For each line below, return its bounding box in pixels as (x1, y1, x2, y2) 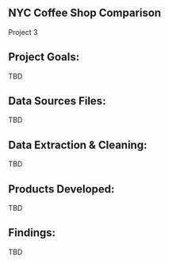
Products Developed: (8, 182, 115, 196)
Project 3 (8, 27, 38, 36)
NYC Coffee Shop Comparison (8, 6, 161, 20)
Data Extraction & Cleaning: (8, 138, 148, 151)
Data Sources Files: (8, 94, 106, 108)
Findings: (8, 226, 56, 240)
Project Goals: (8, 51, 80, 64)
